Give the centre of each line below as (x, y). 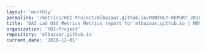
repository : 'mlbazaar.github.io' (51, 35)
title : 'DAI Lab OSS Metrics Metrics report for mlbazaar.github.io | (98, 23)
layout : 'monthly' (30, 12)
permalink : (20, 18)
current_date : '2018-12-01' (42, 40)
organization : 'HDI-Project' (44, 29)
